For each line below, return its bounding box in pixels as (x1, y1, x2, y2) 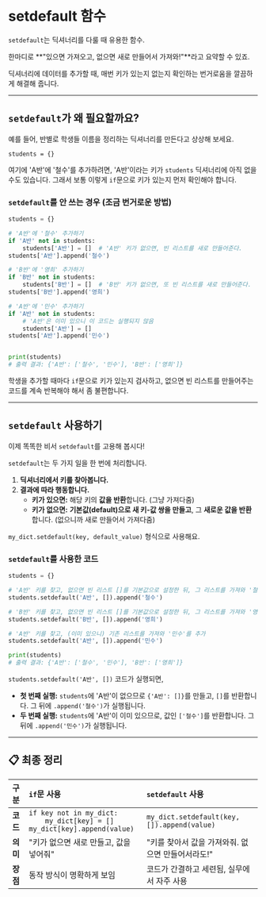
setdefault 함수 (8, 7, 107, 25)
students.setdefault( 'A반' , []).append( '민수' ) (8, 637, 164, 645)
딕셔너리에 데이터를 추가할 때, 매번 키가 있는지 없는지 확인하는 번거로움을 (8, 68, 232, 78)
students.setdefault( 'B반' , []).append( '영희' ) (8, 615, 164, 623)
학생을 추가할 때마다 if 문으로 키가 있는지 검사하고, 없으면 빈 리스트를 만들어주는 (8, 376, 254, 386)
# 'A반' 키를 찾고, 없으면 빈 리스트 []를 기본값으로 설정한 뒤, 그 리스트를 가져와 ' (8, 587, 253, 595)
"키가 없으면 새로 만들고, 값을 (28, 837, 131, 848)
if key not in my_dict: (28, 808, 119, 818)
